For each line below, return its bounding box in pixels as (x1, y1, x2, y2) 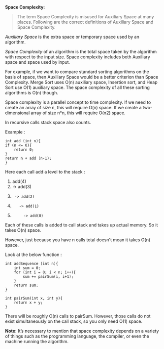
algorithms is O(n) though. (5, 90, 58, 95)
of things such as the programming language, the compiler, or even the (5, 333, 149, 339)
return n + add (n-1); (5, 156, 52, 161)
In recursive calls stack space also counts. (5, 120, 91, 125)
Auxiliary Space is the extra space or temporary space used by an (5, 34, 139, 40)
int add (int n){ (5, 138, 41, 143)
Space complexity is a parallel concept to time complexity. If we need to (5, 99, 151, 105)
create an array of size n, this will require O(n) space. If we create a (5, 105, 142, 110)
